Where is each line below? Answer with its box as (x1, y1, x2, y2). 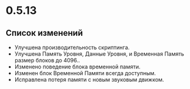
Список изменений (5, 28, 83, 38)
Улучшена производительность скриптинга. (14, 44, 130, 51)
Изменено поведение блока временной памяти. (14, 63, 141, 70)
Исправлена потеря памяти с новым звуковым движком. (14, 76, 164, 83)
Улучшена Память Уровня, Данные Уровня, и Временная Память (14, 50, 185, 58)
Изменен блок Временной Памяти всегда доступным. (14, 70, 157, 76)
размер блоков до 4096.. (14, 57, 80, 64)
